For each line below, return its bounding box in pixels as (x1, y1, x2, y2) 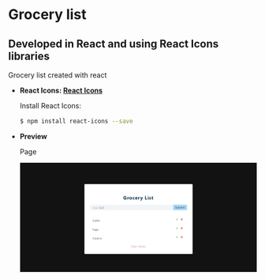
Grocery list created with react (8, 70, 107, 80)
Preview (19, 131, 47, 141)
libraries (8, 49, 50, 62)
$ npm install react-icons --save (19, 117, 133, 125)
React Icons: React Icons (19, 85, 103, 95)
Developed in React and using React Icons (8, 37, 219, 51)
